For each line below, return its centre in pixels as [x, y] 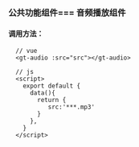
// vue [27, 51]
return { [52, 100]
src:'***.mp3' [71, 107]
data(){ [43, 93]
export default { [52, 86]
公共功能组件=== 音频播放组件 [67, 12]
